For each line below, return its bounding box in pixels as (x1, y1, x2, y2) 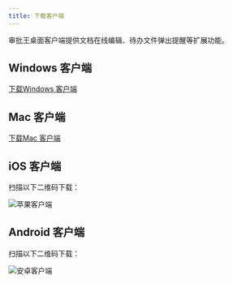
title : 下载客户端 (8, 11, 65, 20)
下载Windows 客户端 (8, 84, 77, 94)
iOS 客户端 (8, 159, 62, 173)
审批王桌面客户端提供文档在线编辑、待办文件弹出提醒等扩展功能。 (8, 35, 229, 45)
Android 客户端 (8, 225, 85, 239)
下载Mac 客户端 (8, 133, 61, 143)
